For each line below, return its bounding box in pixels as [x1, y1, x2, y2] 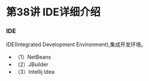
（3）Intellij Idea [14, 69, 55, 76]
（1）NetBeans [14, 54, 51, 61]
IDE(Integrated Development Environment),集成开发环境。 [6, 41, 147, 48]
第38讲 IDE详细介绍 [6, 5, 101, 19]
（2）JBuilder [14, 61, 49, 68]
